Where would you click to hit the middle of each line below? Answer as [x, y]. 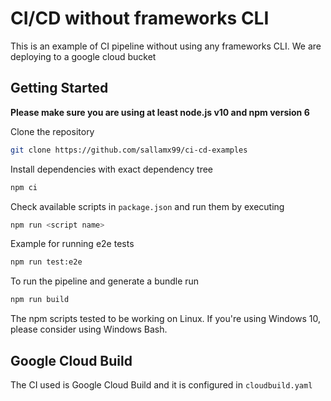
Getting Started [59, 88]
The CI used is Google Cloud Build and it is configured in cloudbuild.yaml [161, 384]
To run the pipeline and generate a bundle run [105, 281]
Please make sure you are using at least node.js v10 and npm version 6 [160, 112]
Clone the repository [52, 131]
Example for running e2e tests [72, 244]
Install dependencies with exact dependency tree [112, 169]
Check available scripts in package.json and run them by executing [147, 206]
